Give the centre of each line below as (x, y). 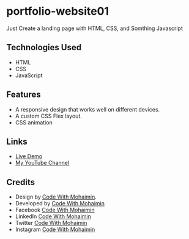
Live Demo (29, 156)
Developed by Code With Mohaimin (60, 203)
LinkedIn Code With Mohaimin (53, 216)
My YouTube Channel (42, 163)
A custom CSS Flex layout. (49, 116)
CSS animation (34, 122)
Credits (21, 182)
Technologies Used (44, 47)
